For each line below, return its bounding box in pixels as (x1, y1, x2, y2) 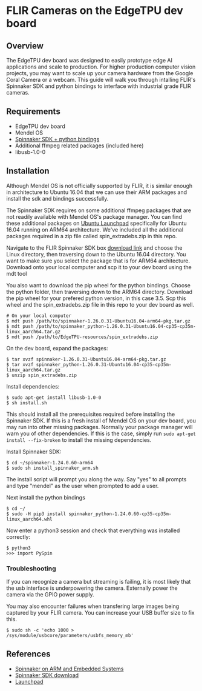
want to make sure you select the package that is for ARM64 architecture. (6, 257, 191, 264)
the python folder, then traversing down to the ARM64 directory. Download (6, 288, 192, 295)
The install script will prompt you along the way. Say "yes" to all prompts (6, 475, 187, 482)
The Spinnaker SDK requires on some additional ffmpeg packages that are (6, 207, 192, 214)
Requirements (6, 107, 60, 117)
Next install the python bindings (6, 493, 86, 501)
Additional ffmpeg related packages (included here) (15, 142, 144, 149)
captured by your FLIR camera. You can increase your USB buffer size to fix (6, 609, 195, 616)
